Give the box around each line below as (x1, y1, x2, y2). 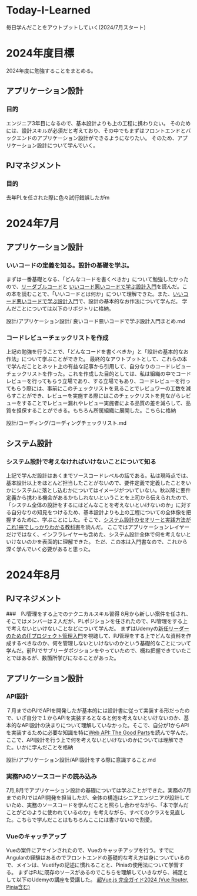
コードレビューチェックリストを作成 (6, 334, 109, 342)
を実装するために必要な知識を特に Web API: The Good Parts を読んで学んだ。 (6, 729, 191, 736)
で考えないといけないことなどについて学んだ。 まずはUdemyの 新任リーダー (6, 625, 189, 632)
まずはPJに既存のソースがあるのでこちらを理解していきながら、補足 (17, 869, 183, 876)
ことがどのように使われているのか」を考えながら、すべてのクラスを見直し (6, 809, 186, 816)
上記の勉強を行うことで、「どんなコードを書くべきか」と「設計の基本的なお (6, 348, 189, 355)
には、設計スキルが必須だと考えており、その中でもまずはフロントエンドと (6, 127, 186, 134)
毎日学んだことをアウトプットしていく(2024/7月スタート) (6, 24, 146, 31)
